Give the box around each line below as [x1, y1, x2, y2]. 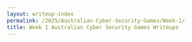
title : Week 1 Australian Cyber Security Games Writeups [6, 23, 179, 31]
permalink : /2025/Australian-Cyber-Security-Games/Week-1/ [6, 17, 186, 24]
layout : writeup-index [6, 10, 74, 18]
